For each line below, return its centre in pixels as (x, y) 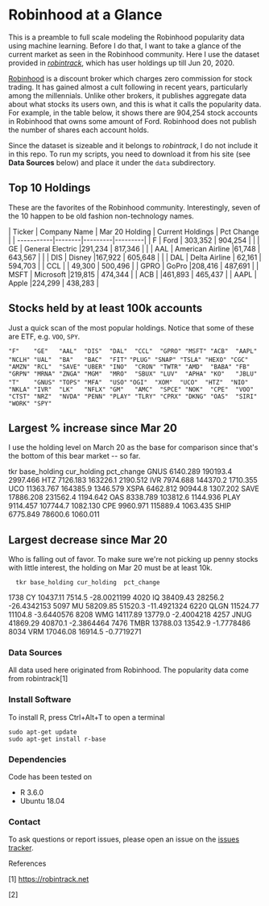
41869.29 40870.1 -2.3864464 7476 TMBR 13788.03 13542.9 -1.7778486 (130, 623)
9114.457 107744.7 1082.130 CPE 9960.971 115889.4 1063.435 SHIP (120, 506)
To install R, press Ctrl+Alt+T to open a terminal (87, 717)
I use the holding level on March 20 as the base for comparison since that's (133, 447)
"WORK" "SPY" (30, 403)
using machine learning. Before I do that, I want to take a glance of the (125, 45)
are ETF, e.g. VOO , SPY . (44, 336)
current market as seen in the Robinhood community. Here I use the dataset (134, 54)
